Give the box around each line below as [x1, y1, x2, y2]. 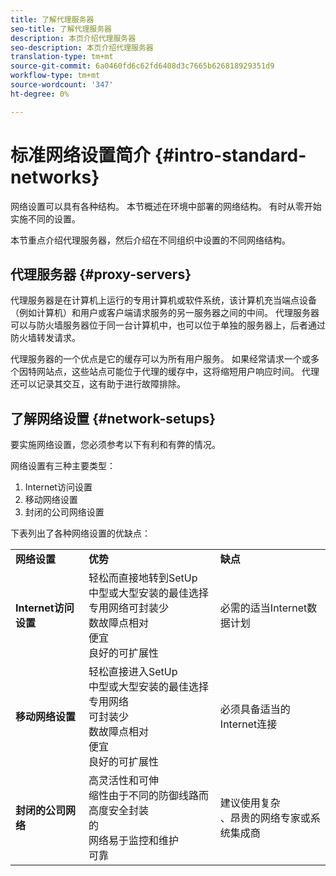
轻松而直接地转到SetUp [88, 571, 198, 585]
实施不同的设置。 [10, 212, 81, 225]
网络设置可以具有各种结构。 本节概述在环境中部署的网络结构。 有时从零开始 [10, 200, 322, 212]
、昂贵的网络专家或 [219, 811, 311, 825]
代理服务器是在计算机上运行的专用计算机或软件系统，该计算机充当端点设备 [10, 294, 317, 306]
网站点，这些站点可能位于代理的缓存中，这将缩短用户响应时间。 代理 [36, 366, 320, 378]
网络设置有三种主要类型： [10, 460, 116, 472]
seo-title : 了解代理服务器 [10, 24, 113, 34]
